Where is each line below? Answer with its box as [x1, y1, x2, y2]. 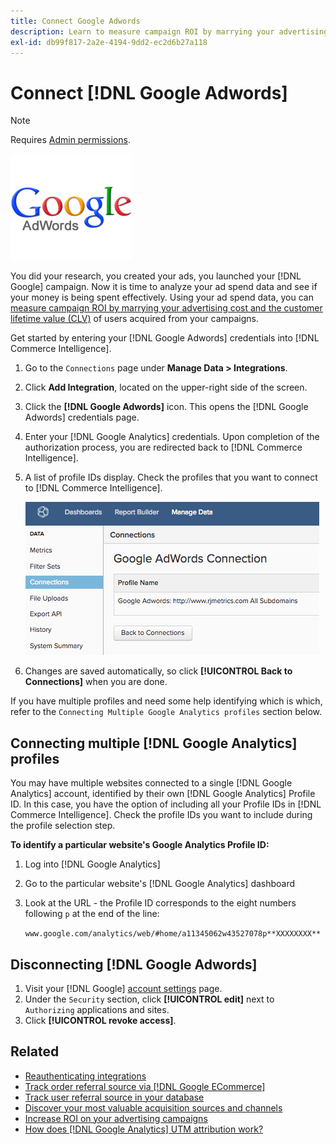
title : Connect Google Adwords [10, 16, 141, 26]
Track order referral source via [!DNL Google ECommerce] [24, 1080, 266, 1092]
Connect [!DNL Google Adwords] [10, 81, 288, 104]
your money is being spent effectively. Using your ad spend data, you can [10, 291, 314, 304]
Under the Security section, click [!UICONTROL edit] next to [24, 993, 275, 1005]
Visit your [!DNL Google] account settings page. [24, 982, 223, 994]
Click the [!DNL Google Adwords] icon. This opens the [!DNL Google [24, 401, 309, 413]
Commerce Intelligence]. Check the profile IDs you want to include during [10, 809, 313, 821]
